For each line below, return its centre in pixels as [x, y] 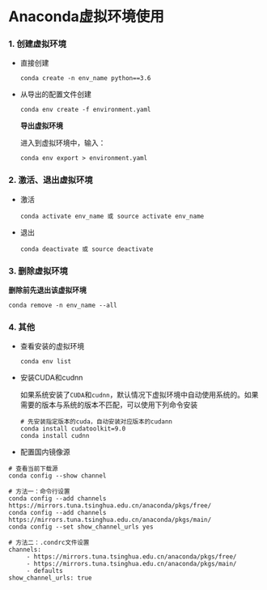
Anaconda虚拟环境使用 [86, 17]
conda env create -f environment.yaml [85, 110]
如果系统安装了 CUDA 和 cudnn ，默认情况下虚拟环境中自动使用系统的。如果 [139, 395]
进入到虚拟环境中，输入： [63, 143]
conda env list [46, 362]
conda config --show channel [57, 476]
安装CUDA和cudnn [51, 378]
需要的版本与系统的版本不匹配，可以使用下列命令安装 [109, 405]
